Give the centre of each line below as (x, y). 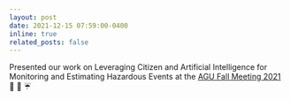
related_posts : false (49, 42)
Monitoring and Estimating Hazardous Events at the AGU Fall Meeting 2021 (145, 77)
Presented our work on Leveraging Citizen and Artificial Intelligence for (138, 67)
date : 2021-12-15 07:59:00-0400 (69, 26)
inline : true (33, 34)
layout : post (33, 17)
